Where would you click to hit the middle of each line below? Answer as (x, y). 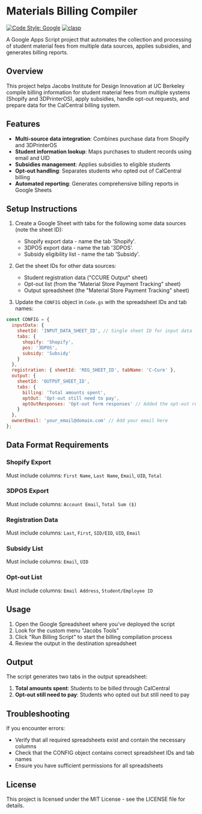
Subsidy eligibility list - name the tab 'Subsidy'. (82, 254)
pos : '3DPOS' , (40, 348)
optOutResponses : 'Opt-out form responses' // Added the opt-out (106, 404)
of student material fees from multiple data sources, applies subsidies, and (99, 46)
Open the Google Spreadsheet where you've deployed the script (95, 624)
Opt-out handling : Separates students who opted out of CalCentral (98, 171)
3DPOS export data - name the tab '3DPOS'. (78, 248)
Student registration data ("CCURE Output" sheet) (86, 278)
